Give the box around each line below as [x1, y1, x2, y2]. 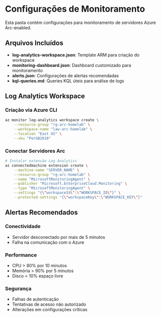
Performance [5, 252, 37, 258]
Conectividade [5, 223, 41, 230]
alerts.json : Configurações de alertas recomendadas [12, 72, 119, 79]
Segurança [5, 285, 32, 292]
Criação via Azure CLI [5, 106, 57, 113]
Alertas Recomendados [5, 209, 78, 217]
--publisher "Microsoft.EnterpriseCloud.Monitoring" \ [14, 181, 127, 186]
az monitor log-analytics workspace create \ [5, 118, 99, 123]
